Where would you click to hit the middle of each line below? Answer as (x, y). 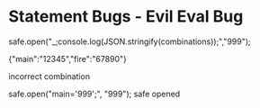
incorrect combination (49, 76)
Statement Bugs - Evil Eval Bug (126, 17)
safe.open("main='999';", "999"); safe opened (94, 94)
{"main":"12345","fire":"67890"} (68, 58)
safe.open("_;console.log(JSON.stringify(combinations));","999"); (130, 41)
